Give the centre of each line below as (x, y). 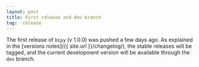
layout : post (23, 12)
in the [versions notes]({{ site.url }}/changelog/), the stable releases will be (99, 46)
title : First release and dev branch (54, 17)
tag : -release (24, 23)
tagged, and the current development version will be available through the (98, 53)
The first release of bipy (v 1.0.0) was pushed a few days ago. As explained (99, 40)
